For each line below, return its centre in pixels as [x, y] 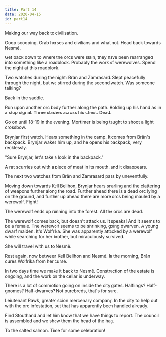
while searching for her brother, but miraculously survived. [65, 237]
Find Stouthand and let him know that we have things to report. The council [82, 316]
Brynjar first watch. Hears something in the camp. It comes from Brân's [78, 137]
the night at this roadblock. [33, 68]
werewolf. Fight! [22, 202]
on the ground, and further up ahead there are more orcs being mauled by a [83, 197]
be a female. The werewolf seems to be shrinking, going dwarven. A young [82, 226]
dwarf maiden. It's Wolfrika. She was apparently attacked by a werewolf [79, 231]
